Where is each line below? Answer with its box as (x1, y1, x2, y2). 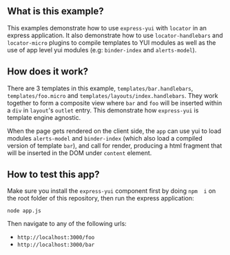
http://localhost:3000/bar (17, 241, 95, 249)
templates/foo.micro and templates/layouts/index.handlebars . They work (7, 91, 218, 99)
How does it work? (7, 65, 89, 78)
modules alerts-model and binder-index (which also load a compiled (7, 134, 202, 142)
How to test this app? (7, 169, 100, 181)
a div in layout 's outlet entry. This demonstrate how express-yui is (7, 106, 199, 114)
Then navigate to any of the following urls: (7, 220, 127, 228)
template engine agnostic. (7, 113, 81, 121)
